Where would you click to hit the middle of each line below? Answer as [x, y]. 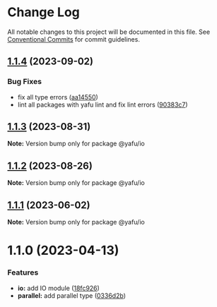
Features [23, 272]
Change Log [43, 12]
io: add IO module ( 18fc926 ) [59, 288]
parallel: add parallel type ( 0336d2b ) [71, 295]
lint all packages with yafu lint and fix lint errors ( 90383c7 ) [103, 104]
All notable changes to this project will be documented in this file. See [109, 32]
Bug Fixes [25, 82]
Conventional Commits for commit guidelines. [74, 39]
